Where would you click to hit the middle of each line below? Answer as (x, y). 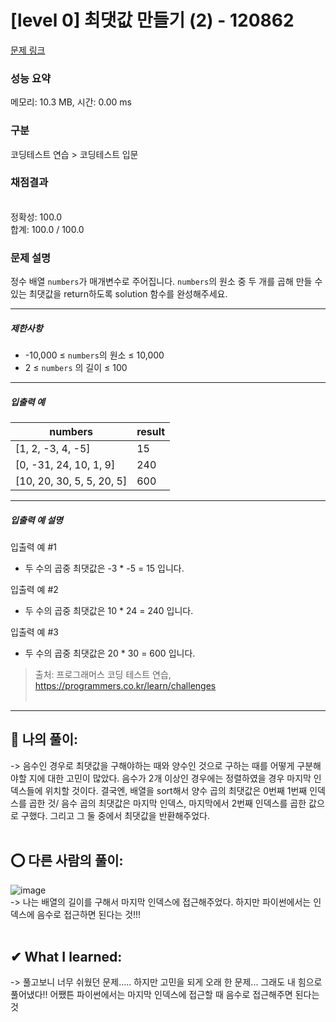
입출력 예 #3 (34, 632)
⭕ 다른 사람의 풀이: (67, 861)
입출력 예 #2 (34, 590)
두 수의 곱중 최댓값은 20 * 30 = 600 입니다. (110, 653)
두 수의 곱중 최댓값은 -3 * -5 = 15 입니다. (104, 568)
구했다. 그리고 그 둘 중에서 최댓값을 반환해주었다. (115, 815)
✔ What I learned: (66, 957)
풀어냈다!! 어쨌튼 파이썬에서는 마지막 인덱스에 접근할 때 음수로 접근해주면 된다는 (165, 995)
